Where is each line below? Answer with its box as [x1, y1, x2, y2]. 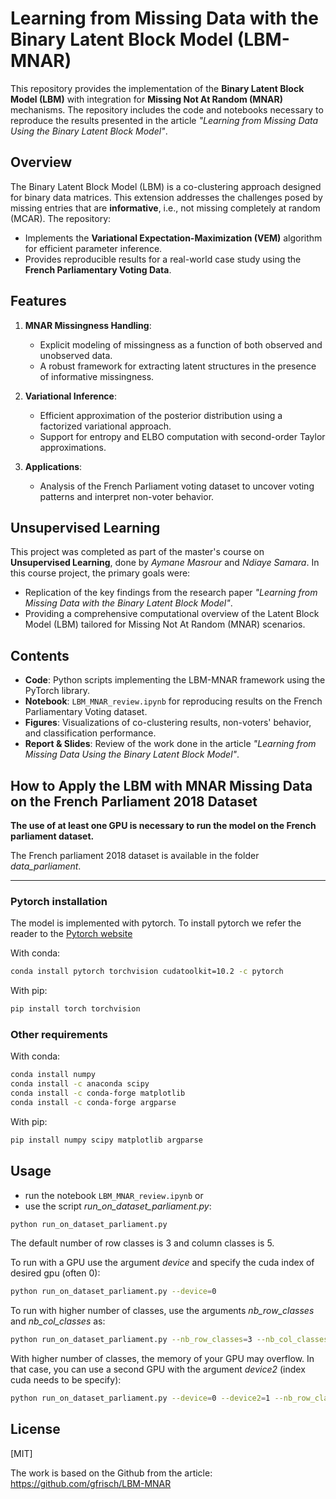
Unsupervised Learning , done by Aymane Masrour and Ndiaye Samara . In [10, 557, 320, 569]
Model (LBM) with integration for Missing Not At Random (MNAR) [10, 93, 283, 105]
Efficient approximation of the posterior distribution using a [39, 409, 283, 421]
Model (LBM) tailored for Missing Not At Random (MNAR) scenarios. [24, 618, 306, 631]
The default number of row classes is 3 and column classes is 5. [10, 1237, 275, 1249]
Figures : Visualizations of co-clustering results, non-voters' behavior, [24, 717, 312, 729]
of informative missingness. [39, 370, 155, 382]
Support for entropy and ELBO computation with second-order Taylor [39, 430, 326, 442]
